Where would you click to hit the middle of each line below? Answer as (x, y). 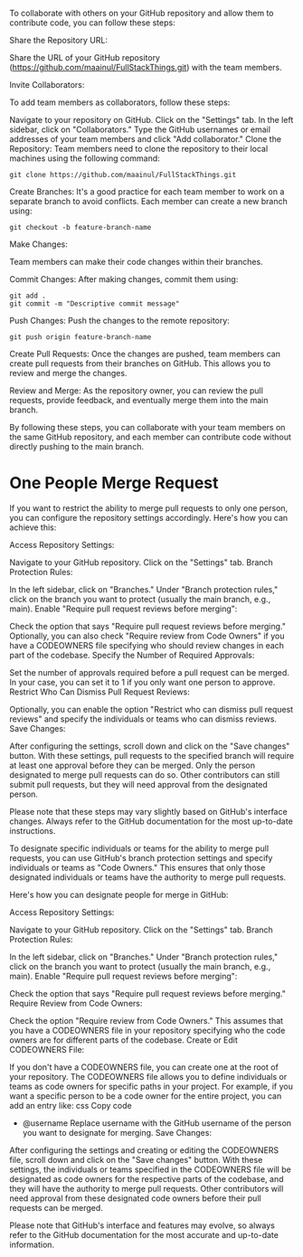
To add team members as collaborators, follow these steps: (120, 102)
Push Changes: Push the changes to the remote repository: (120, 321)
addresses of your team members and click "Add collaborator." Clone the (146, 139)
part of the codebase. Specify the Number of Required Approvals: (132, 655)
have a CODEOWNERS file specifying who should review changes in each (147, 645)
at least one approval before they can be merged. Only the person (133, 765)
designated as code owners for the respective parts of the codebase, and (147, 1178)
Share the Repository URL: (59, 40)
